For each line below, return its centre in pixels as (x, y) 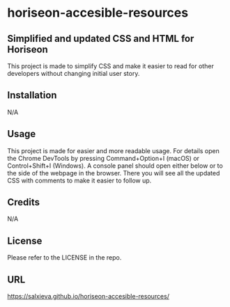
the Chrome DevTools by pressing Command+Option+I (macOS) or (103, 158)
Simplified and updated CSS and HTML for (101, 39)
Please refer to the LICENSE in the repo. (64, 258)
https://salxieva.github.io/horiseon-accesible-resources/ (88, 297)
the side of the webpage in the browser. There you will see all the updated (114, 173)
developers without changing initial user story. (74, 73)
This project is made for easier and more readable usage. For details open (113, 150)
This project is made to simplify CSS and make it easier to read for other (110, 66)
